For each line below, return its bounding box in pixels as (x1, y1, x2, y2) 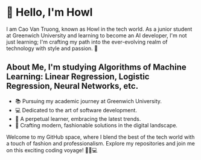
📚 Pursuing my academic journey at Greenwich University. (14, 97, 162, 104)
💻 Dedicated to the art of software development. (14, 106, 138, 114)
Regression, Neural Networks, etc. (6, 81, 139, 91)
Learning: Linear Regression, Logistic (6, 72, 150, 82)
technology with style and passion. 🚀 (6, 45, 98, 52)
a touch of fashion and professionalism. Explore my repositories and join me (6, 139, 195, 147)
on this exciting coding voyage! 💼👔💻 (6, 146, 98, 153)
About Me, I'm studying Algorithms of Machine (6, 62, 187, 72)
